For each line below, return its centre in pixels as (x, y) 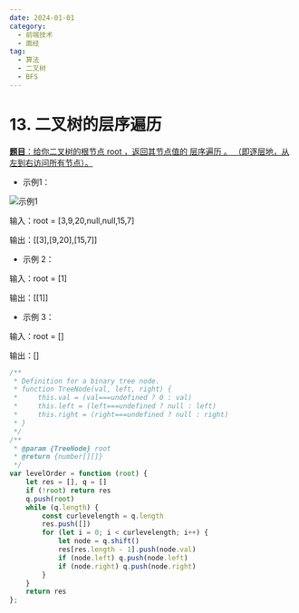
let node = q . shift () (99, 541)
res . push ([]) (67, 524)
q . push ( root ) (50, 499)
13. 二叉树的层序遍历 (86, 124)
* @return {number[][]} (58, 457)
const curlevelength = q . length (103, 516)
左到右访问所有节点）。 (51, 162)
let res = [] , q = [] (66, 482)
